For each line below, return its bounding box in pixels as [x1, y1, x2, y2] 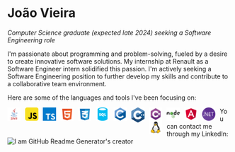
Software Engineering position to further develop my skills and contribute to [7, 72, 229, 81]
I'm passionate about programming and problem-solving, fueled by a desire [7, 49, 228, 58]
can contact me [166, 122, 212, 130]
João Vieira [7, 5, 76, 21]
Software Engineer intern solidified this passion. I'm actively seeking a [7, 64, 212, 73]
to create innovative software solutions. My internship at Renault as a [7, 57, 209, 65]
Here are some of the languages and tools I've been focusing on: [7, 93, 197, 102]
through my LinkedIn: [166, 129, 229, 138]
